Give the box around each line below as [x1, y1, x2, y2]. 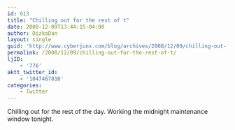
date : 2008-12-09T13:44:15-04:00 [7, 23, 105, 30]
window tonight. [7, 115, 54, 123]
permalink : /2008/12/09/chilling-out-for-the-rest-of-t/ [7, 50, 177, 57]
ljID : [7, 56, 23, 63]
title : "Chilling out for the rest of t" [7, 17, 130, 24]
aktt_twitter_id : [7, 68, 58, 75]
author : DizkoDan [7, 29, 58, 37]
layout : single [7, 36, 52, 43]
